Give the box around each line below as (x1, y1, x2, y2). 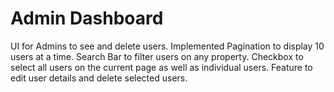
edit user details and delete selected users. (10, 72, 188, 84)
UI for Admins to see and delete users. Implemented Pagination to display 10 (10, 40, 325, 52)
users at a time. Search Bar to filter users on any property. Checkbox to (10, 50, 304, 62)
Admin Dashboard (10, 7, 164, 30)
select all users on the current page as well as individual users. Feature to (10, 61, 313, 73)
